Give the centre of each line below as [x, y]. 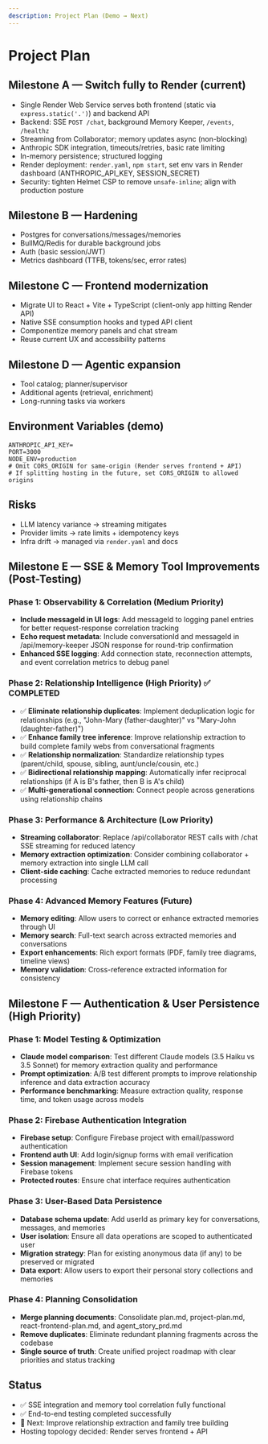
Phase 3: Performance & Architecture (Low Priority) [111, 819]
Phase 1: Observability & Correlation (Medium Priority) [116, 602]
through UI [38, 927]
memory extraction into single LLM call [84, 863]
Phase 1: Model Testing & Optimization [85, 1039]
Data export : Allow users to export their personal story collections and [136, 1270]
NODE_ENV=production [43, 459]
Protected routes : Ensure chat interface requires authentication [125, 1181]
